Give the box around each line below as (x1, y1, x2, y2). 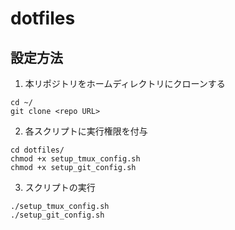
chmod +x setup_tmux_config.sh (10, 154, 141, 164)
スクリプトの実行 (24, 182, 96, 193)
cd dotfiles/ (10, 145, 65, 155)
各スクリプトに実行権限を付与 (24, 125, 148, 137)
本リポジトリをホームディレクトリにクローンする (24, 78, 226, 89)
